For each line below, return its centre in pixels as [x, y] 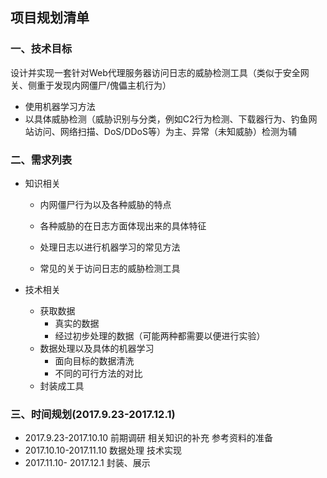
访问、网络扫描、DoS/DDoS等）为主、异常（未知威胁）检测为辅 [165, 131]
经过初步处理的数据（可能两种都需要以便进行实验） [160, 335]
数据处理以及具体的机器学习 [97, 348]
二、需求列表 [41, 160]
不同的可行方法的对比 [98, 373]
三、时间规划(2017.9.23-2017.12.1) [93, 414]
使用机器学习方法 [60, 106]
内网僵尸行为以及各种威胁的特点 [105, 204]
